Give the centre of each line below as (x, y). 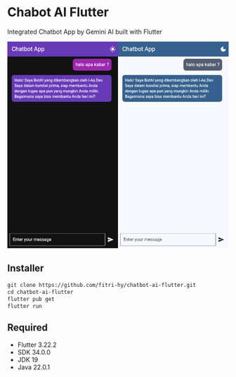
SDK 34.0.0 (34, 352)
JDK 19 (28, 359)
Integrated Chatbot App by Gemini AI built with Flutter (85, 32)
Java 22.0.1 (34, 367)
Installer (26, 268)
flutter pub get (31, 300)
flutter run (25, 307)
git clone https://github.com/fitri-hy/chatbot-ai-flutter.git (102, 286)
